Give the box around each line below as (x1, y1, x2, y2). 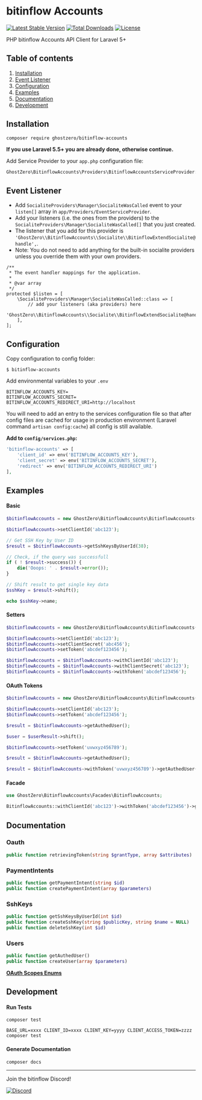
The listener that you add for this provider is (14, 227, 124, 235)
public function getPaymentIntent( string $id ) (6, 880, 125, 886)
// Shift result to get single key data (6, 582, 109, 588)
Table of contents (6, 53, 73, 64)
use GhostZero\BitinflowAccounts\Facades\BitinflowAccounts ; (6, 792, 163, 799)
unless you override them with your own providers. (14, 253, 141, 260)
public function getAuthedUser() (6, 952, 90, 959)
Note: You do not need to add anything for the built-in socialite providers (14, 246, 195, 254)
